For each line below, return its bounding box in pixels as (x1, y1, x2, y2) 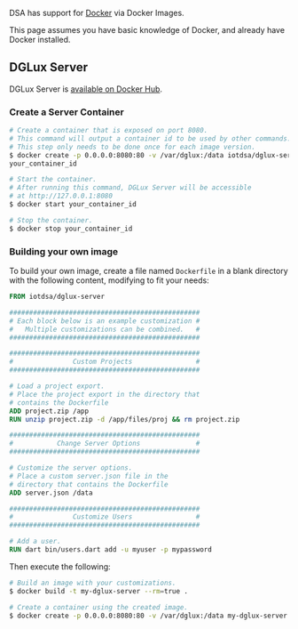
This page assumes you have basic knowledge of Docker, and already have (9, 25, 286, 35)
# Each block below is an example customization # (9, 316, 200, 326)
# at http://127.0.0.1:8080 (9, 191, 114, 201)
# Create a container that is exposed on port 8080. (9, 126, 208, 135)
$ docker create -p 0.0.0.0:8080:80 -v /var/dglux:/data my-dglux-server (9, 611, 288, 620)
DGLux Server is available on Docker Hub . (9, 84, 162, 94)
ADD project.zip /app (9, 407, 90, 415)
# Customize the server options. (9, 464, 133, 472)
